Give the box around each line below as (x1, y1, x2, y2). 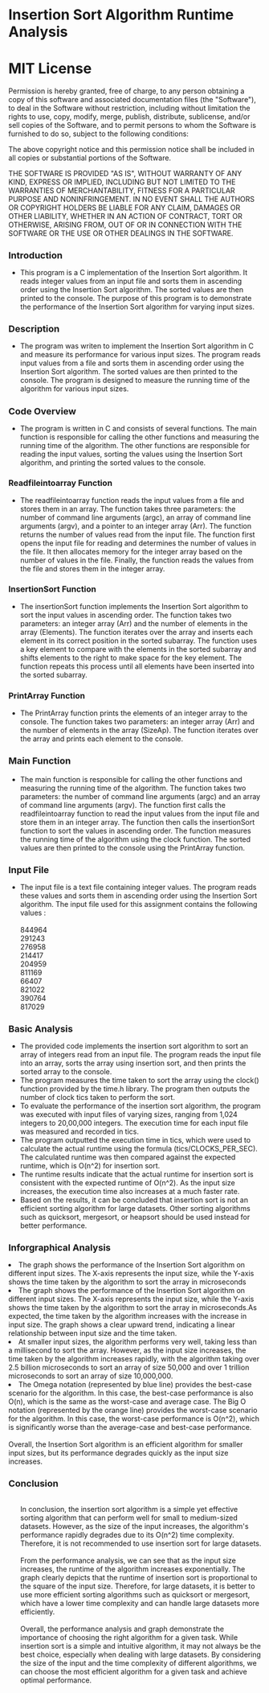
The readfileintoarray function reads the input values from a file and (19, 495, 245, 505)
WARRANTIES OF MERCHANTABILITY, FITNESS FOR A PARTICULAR (8, 186, 235, 196)
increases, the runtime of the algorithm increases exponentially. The (19, 1564, 246, 1574)
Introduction (8, 249, 63, 262)
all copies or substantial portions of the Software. (8, 153, 171, 163)
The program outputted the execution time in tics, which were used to (19, 1135, 251, 1145)
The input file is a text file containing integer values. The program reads (19, 882, 257, 892)
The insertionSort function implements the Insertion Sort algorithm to (19, 602, 249, 612)
